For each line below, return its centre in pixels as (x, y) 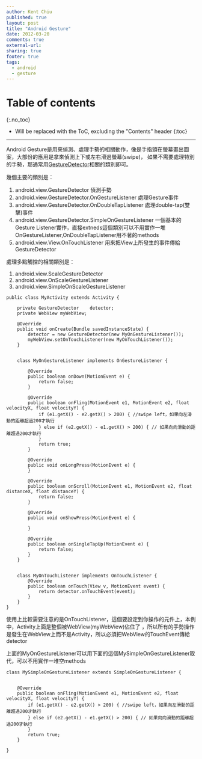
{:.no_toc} (18, 120)
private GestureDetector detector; (66, 308)
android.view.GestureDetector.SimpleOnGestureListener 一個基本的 (98, 220)
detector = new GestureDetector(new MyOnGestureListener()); (106, 334)
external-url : (24, 46)
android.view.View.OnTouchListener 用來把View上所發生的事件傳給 (97, 243)
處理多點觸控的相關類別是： (41, 262)
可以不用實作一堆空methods (51, 661)
